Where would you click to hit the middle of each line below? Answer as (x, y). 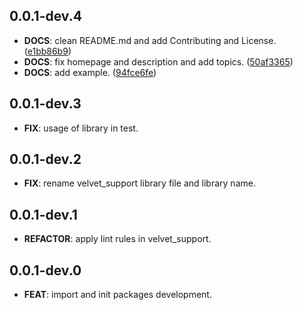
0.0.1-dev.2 (45, 159)
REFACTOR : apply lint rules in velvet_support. (117, 239)
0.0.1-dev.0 (45, 270)
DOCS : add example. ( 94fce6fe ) (90, 72)
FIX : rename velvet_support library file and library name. (139, 183)
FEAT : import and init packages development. (117, 295)
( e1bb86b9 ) (47, 51)
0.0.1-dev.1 (43, 214)
